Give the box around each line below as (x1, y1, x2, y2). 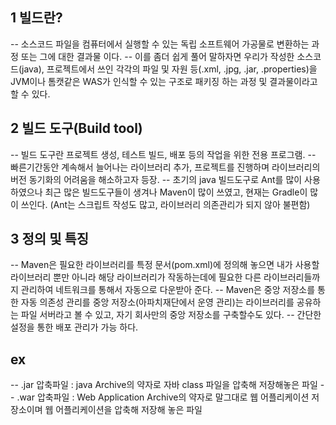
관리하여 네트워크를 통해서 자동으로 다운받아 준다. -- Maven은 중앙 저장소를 (20, 284, 316, 296)
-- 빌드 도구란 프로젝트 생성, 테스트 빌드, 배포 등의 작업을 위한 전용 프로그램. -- (10, 148, 317, 160)
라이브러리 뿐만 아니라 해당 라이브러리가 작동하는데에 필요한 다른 (10, 271, 262, 283)
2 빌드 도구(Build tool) (10, 120, 143, 137)
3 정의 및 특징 (10, 231, 90, 248)
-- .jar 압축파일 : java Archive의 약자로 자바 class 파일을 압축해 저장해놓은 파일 (10, 379, 318, 391)
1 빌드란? (10, 9, 63, 27)
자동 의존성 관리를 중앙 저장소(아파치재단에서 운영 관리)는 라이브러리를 (20, 296, 295, 308)
